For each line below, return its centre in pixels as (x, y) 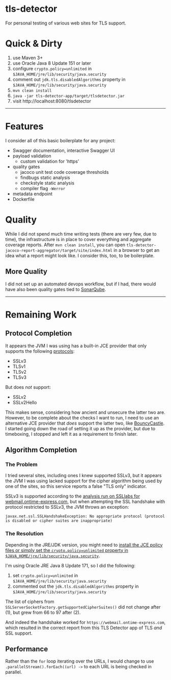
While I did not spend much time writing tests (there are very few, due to (81, 234)
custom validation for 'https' (50, 161)
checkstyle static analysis (47, 183)
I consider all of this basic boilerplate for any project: (61, 140)
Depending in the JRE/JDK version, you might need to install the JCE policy (84, 545)
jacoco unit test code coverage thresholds (64, 172)
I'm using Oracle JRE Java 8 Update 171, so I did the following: (70, 565)
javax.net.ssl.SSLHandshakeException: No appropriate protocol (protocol (85, 516)
